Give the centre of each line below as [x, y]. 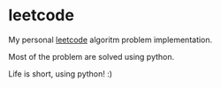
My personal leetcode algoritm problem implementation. [110, 40]
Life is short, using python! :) [60, 73]
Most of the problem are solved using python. [91, 56]
